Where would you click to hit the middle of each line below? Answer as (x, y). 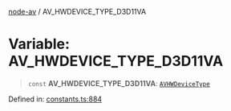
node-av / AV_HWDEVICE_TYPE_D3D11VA (77, 12)
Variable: (39, 44)
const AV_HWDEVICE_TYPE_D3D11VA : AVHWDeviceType (119, 83)
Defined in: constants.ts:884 (55, 99)
